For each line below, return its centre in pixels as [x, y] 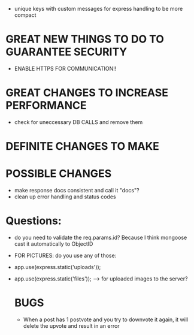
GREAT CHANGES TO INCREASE [87, 93]
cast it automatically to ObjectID [54, 244]
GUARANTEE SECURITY [66, 52]
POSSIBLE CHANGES [59, 174]
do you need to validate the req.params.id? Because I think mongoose [101, 237]
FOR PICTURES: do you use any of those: [65, 255]
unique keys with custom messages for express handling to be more [98, 9]
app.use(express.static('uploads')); [57, 267]
